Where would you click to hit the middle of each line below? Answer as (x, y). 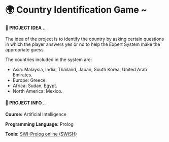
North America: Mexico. (37, 91)
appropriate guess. (25, 50)
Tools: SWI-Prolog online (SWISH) (41, 134)
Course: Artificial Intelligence (36, 114)
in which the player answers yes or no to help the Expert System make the (83, 44)
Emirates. (23, 75)
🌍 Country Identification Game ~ (76, 10)
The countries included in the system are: (49, 60)
